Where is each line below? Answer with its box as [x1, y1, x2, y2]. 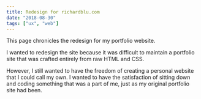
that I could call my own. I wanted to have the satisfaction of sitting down [6, 74, 191, 81]
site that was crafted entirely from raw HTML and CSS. [6, 56, 145, 63]
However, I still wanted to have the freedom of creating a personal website [6, 67, 194, 75]
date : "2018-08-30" [6, 15, 56, 21]
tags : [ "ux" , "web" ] [6, 20, 59, 26]
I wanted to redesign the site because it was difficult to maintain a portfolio [6, 49, 195, 56]
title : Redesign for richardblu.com [6, 9, 100, 15]
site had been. [6, 87, 43, 94]
